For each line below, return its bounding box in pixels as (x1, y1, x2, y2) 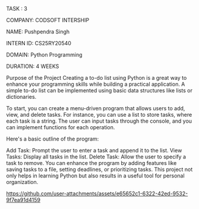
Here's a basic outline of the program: (6, 135, 99, 142)
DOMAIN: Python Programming (6, 51, 83, 58)
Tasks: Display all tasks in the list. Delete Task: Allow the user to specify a (6, 153, 186, 160)
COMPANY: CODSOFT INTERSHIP (6, 17, 90, 23)
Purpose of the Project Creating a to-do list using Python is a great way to (6, 74, 187, 81)
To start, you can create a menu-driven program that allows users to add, (6, 105, 185, 112)
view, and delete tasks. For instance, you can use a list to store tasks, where (6, 111, 192, 118)
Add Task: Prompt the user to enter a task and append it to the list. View (6, 147, 182, 154)
